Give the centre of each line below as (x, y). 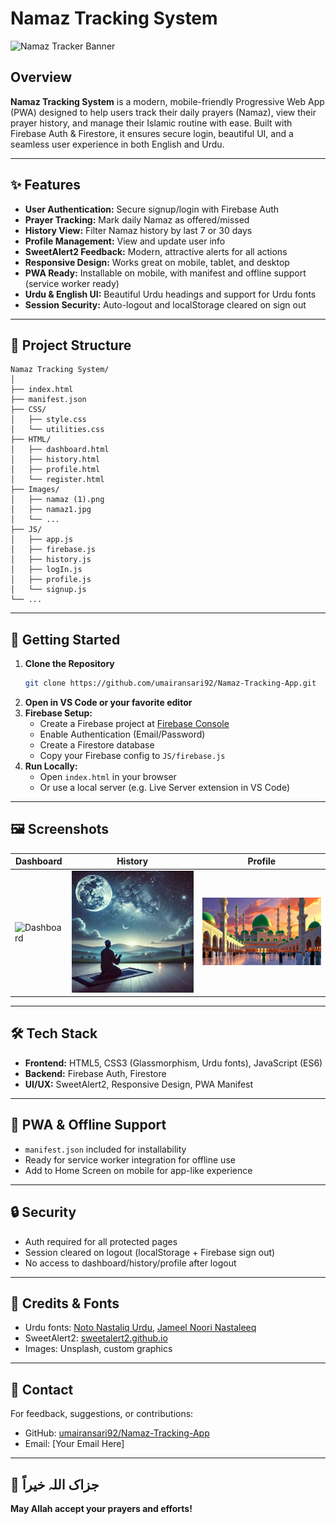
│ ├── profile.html (55, 470)
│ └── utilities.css (57, 430)
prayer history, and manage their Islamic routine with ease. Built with (151, 123)
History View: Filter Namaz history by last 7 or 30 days (138, 230)
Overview (41, 77)
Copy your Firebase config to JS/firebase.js (132, 756)
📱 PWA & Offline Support (88, 1125)
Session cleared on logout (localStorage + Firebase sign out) (150, 1252)
